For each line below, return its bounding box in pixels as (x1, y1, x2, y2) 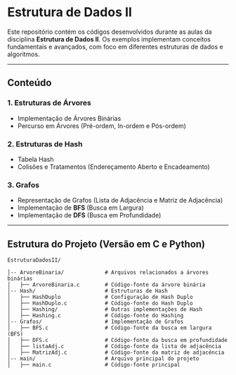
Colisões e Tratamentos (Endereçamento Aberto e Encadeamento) (17, 163, 211, 171)
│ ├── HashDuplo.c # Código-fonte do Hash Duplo (7, 300, 193, 307)
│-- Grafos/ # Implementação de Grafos (7, 318, 184, 326)
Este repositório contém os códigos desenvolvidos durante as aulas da (7, 27, 212, 36)
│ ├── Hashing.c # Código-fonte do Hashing (7, 312, 184, 319)
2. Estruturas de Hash (7, 139, 83, 148)
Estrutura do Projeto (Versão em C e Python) (7, 238, 206, 250)
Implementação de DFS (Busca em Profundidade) (17, 211, 162, 220)
